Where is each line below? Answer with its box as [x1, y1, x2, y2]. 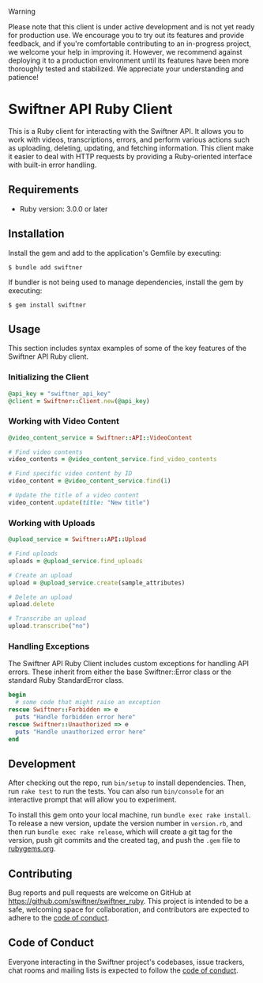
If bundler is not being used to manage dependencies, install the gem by [8, 277, 244, 287]
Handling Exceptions [8, 641, 90, 652]
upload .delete [8, 600, 55, 608]
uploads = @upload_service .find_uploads [8, 557, 144, 565]
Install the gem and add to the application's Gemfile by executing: [8, 248, 222, 257]
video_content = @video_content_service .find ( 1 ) [8, 477, 171, 486]
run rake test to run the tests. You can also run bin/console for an [8, 787, 224, 796]
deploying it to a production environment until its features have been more [8, 55, 250, 65]
